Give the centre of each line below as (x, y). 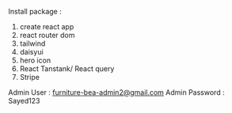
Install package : (35, 11)
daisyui (31, 52)
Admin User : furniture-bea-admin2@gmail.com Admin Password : (116, 92)
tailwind (32, 43)
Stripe (29, 77)
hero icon (35, 60)
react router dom (47, 35)
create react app (47, 26)
